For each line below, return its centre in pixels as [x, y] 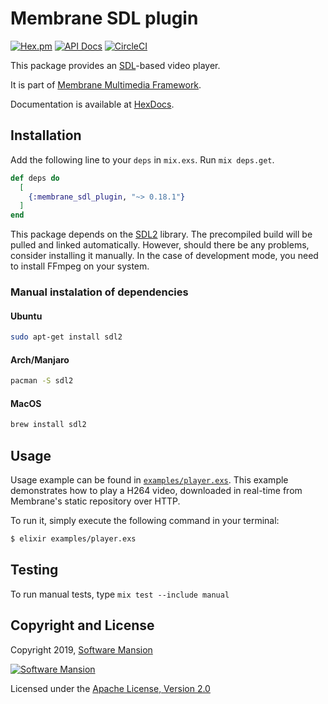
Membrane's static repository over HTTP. [95, 501]
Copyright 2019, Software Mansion [81, 649]
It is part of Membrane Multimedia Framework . [106, 84]
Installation [46, 135]
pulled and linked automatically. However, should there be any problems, [160, 245]
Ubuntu [26, 316]
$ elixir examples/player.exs [73, 539]
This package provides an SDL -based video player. [115, 65]
